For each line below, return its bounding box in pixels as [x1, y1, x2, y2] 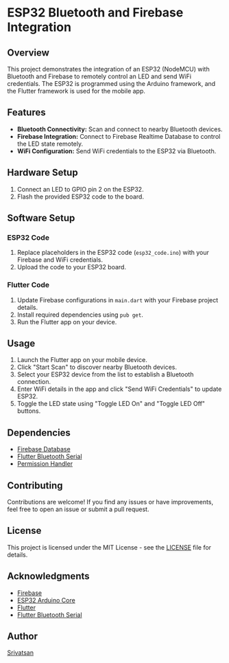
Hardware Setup [7, 167, 78, 179]
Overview [7, 47, 50, 58]
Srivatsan [7, 649, 34, 657]
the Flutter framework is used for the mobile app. [7, 87, 146, 95]
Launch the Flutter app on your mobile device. [16, 356, 147, 364]
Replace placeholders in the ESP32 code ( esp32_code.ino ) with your [16, 249, 209, 257]
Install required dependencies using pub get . [16, 311, 144, 319]
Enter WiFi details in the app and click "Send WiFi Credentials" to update [16, 385, 222, 393]
